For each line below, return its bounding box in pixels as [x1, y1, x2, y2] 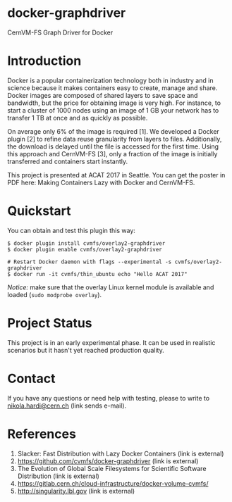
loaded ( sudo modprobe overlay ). [7, 290, 102, 299]
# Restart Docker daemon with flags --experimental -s [7, 258, 172, 265]
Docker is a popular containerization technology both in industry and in [7, 76, 214, 84]
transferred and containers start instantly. [7, 157, 128, 165]
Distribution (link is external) [17, 472, 100, 480]
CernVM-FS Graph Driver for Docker [7, 28, 114, 37]
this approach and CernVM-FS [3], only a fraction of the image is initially [7, 149, 218, 158]
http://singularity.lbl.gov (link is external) [17, 487, 135, 495]
